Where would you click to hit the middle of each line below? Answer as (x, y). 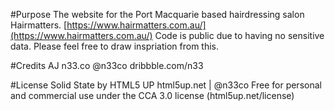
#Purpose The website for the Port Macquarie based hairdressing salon (157, 14)
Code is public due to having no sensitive (239, 35)
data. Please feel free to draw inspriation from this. (115, 46)
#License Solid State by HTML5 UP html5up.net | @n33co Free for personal (166, 85)
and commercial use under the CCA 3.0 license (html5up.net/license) (152, 95)
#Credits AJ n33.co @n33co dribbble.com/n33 (107, 65)
